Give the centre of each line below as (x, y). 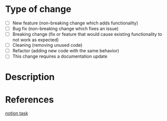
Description (30, 77)
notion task (17, 114)
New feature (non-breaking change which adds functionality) (75, 23)
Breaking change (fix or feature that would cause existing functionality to (87, 34)
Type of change (38, 9)
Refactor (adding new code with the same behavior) (66, 51)
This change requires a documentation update (60, 56)
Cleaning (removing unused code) (47, 45)
